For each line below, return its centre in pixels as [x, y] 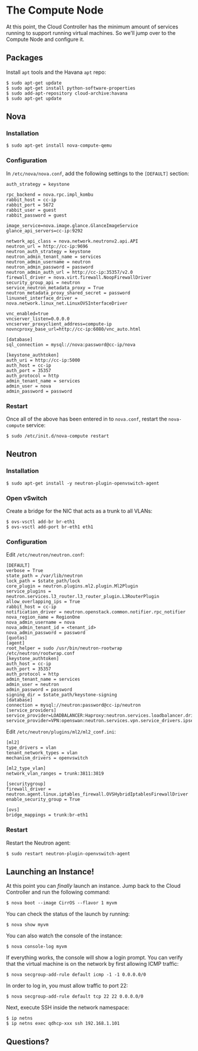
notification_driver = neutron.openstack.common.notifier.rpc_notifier [96, 612]
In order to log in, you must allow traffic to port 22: [67, 986]
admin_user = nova [29, 386]
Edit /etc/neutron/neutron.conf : [45, 555]
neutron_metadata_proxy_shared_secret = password [68, 293]
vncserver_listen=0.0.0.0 [38, 319]
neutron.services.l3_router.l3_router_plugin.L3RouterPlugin [83, 597]
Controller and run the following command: [58, 892]
